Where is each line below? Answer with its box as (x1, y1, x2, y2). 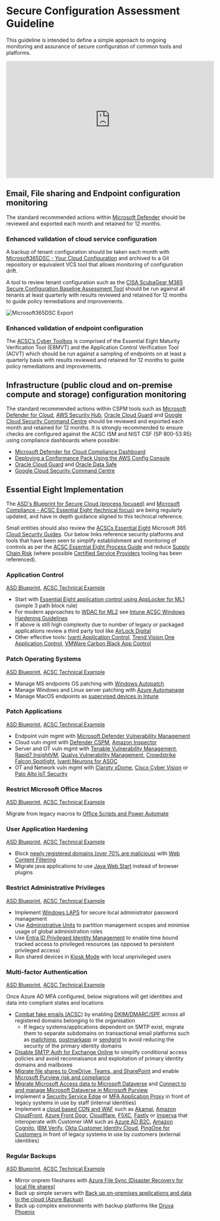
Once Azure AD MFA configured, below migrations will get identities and (6, 993, 183, 1000)
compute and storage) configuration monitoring (6, 389, 187, 399)
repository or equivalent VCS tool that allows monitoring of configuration (6, 261, 183, 268)
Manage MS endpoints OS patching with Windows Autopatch (14, 679, 164, 687)
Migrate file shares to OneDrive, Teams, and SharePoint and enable (14, 1068, 179, 1075)
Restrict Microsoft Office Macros (6, 785, 103, 793)
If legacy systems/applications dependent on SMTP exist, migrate (23, 1024, 184, 1031)
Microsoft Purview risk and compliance (14, 1074, 111, 1081)
